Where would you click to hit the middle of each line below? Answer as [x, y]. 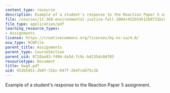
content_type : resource [30, 10]
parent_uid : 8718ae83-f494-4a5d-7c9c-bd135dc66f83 [60, 57]
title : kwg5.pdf [22, 66]
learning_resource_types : [32, 29]
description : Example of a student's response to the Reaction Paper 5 [82, 15]
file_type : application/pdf [35, 24]
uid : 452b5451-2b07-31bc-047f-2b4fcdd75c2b [52, 71]
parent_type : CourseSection [35, 52]
